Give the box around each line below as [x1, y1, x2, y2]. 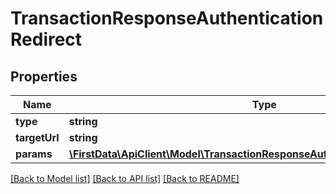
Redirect [10, 28, 83, 51]
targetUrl [15, 131, 60, 144]
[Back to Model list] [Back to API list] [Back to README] [10, 173, 240, 184]
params [15, 147, 53, 161]
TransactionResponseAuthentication [10, 7, 324, 30]
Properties [10, 68, 78, 85]
